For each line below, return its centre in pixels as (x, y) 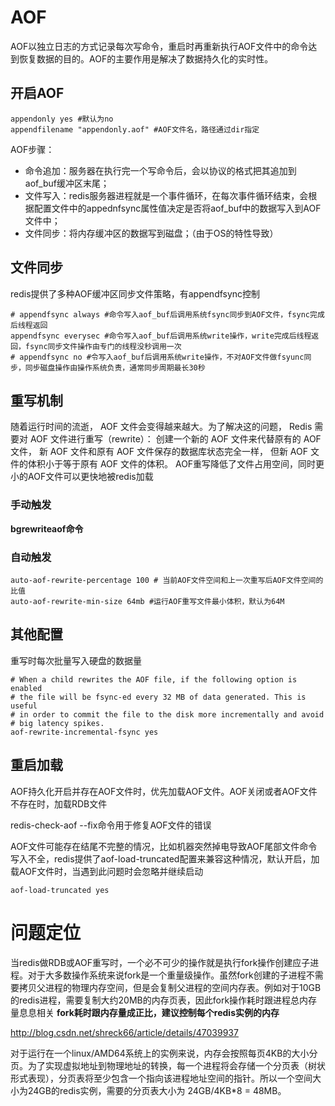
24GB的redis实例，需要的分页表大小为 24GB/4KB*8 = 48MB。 (157, 1090)
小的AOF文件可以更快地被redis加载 (82, 477)
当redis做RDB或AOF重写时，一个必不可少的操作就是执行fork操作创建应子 (160, 962)
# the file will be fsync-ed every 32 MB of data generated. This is (158, 697)
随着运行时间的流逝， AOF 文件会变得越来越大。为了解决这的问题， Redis (161, 427)
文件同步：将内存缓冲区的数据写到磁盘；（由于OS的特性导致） (151, 233)
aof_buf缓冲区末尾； (67, 183)
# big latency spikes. (57, 723)
